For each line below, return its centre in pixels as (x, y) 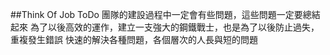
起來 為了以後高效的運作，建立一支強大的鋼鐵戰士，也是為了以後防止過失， (165, 27)
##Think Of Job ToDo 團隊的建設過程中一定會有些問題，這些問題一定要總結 (165, 14)
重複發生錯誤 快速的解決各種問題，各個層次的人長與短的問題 (134, 39)
